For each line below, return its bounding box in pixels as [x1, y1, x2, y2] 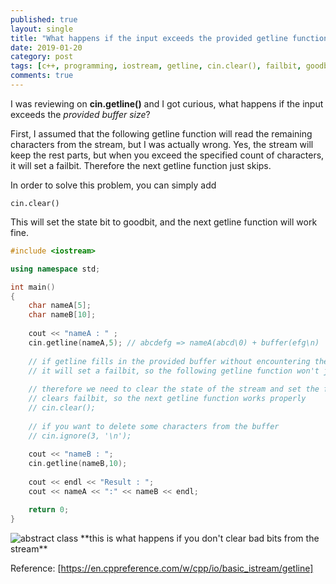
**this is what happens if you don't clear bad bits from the [80, 532, 320, 544]
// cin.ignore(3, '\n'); [28, 431, 132, 441]
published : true [10, 14, 78, 25]
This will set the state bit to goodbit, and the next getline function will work [10, 216, 318, 228]
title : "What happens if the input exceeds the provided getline [10, 33, 288, 43]
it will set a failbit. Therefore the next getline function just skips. [10, 159, 272, 171]
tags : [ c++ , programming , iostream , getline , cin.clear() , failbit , [10, 61, 302, 71]
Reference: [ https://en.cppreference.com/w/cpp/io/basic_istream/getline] [10, 562, 314, 574]
